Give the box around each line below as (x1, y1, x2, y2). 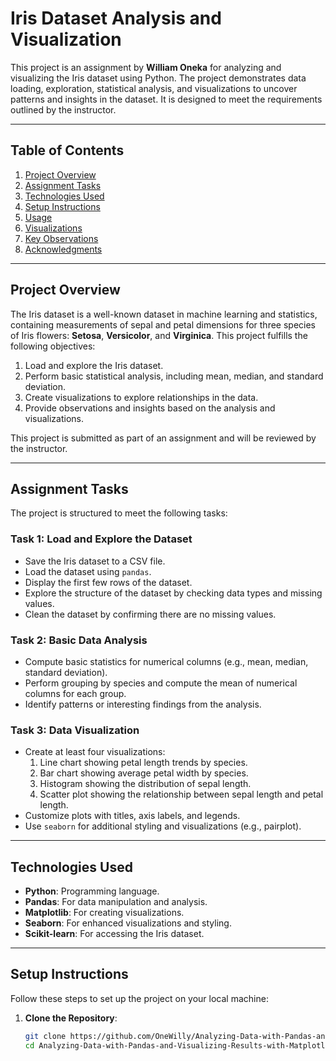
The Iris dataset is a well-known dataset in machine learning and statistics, (10, 308, 318, 320)
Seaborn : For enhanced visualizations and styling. (24, 917, 232, 929)
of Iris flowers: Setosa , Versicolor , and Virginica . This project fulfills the (10, 329, 308, 341)
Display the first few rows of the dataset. (24, 576, 193, 588)
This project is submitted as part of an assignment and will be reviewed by (10, 432, 317, 444)
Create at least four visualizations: (24, 746, 166, 758)
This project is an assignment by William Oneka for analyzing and (10, 61, 282, 73)
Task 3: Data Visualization (10, 723, 140, 737)
